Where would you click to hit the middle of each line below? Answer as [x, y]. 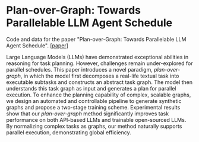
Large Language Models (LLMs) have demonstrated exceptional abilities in [97, 57]
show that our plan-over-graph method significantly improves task [88, 114]
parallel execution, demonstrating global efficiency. [69, 132]
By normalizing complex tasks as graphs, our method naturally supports [94, 126]
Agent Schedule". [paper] [37, 46]
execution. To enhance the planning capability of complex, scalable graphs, [99, 95]
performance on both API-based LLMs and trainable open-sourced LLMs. [96, 120]
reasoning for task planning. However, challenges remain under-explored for [99, 63]
